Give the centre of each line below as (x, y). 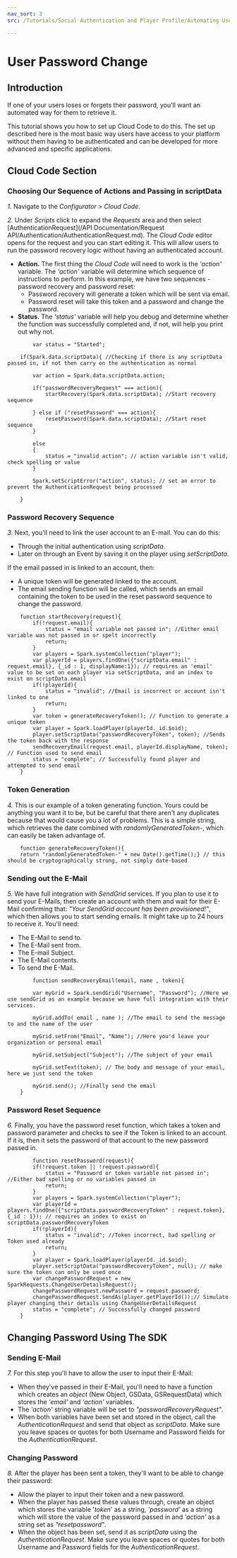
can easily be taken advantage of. (56, 835)
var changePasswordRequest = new (82, 1279)
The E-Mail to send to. (50, 938)
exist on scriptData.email (47, 679)
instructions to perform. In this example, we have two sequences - (114, 279)
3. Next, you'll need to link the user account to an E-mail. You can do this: (114, 533)
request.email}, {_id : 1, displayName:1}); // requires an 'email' (110, 666)
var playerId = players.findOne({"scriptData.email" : (115, 660)
